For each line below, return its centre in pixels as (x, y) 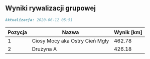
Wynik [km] (128, 32)
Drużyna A (44, 49)
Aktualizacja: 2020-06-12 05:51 (39, 20)
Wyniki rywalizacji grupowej (51, 8)
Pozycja (18, 32)
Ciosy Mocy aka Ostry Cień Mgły (70, 41)
